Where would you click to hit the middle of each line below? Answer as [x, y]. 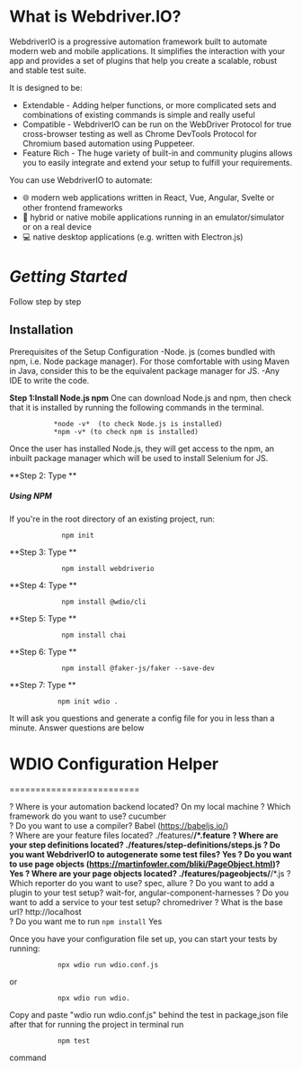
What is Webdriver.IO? [95, 17]
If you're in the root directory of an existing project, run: [112, 519]
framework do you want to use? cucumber [88, 816]
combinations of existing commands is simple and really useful [139, 114]
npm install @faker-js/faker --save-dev [138, 668]
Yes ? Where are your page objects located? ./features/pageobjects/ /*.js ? [150, 873]
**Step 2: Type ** [43, 476]
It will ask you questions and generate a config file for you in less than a [142, 718]
